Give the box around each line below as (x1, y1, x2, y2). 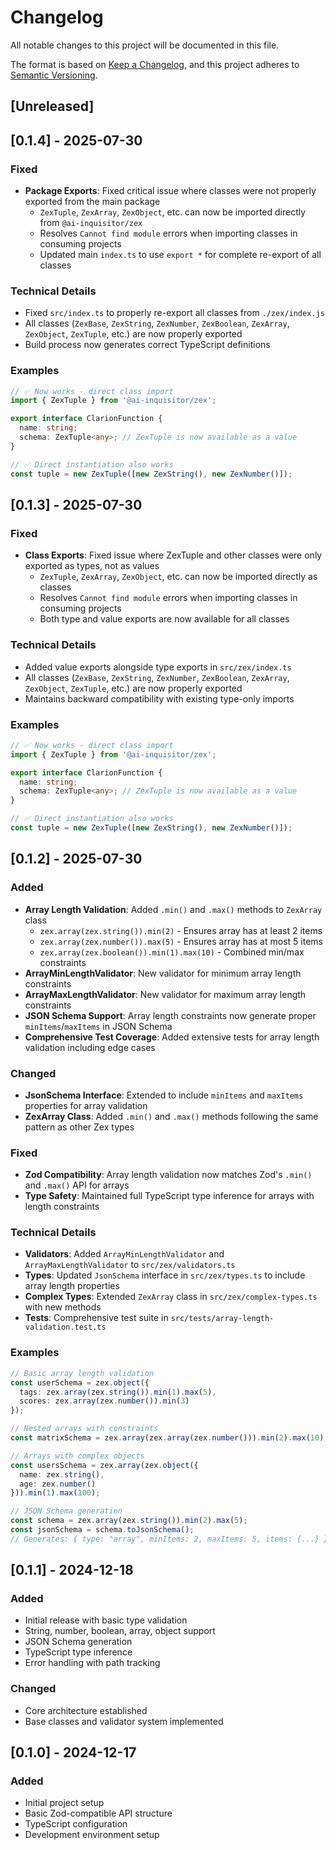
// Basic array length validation (10, 1368, 155, 1378)
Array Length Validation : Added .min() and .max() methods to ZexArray (24, 903, 323, 915)
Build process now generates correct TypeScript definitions (24, 339, 271, 351)
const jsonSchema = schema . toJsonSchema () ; (10, 1525, 195, 1535)
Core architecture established (24, 1704, 148, 1716)
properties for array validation (24, 1099, 148, 1111)
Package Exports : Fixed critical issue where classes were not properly (24, 185, 317, 197)
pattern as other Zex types (24, 1121, 135, 1133)
